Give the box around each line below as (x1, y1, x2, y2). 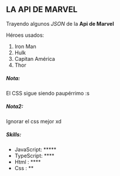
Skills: (6, 131, 22, 138)
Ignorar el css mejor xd (6, 118, 61, 125)
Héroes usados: (6, 32, 44, 39)
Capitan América (14, 55, 56, 62)
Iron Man (14, 43, 36, 50)
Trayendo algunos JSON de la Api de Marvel (6, 20, 114, 27)
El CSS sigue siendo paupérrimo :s (6, 89, 90, 96)
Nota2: (6, 103, 23, 110)
